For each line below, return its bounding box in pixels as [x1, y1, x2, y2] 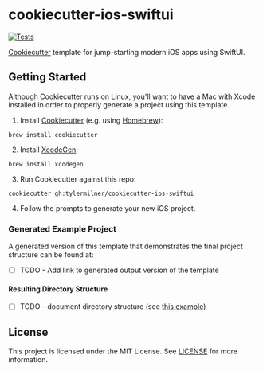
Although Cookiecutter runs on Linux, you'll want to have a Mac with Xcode [8, 92, 256, 101]
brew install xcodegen [8, 160, 84, 168]
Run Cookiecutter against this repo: [19, 174, 136, 184]
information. [8, 355, 49, 365]
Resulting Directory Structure [8, 284, 108, 294]
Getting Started [8, 70, 87, 84]
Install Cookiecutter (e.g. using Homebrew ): [19, 115, 163, 125]
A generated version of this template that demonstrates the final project [8, 241, 243, 252]
